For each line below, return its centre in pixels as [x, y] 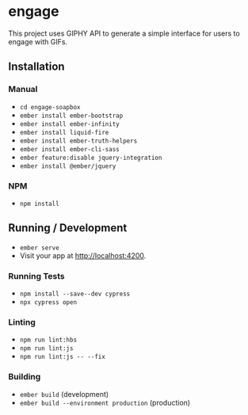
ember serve [39, 248]
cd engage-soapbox [50, 107]
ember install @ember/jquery [68, 166]
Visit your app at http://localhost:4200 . [83, 255]
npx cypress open [48, 303]
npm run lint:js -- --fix [62, 357]
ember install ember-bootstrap [71, 116]
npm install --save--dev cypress [75, 294]
